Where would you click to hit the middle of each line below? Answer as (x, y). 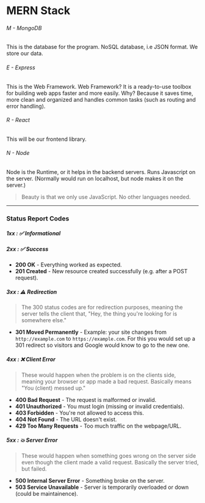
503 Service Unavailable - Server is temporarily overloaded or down (102, 487)
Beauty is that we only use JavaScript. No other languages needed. (106, 197)
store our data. (25, 53)
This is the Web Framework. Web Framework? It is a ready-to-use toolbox (99, 86)
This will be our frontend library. (46, 139)
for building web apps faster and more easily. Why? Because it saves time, (100, 93)
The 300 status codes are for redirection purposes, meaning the (102, 308)
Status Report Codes (38, 218)
